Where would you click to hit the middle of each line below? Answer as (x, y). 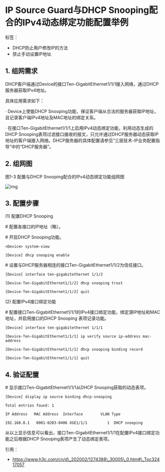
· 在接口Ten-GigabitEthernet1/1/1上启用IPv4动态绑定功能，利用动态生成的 (79, 128)
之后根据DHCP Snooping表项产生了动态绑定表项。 (61, 439)
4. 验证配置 (22, 375)
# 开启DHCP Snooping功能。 (35, 237)
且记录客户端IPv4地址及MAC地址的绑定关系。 (52, 118)
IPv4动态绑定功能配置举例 (76, 23)
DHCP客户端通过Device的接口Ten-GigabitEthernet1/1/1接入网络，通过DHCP (82, 84)
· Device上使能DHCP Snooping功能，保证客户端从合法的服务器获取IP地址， (82, 111)
